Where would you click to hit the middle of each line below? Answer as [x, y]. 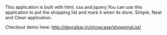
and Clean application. [29, 17]
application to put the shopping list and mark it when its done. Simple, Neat [83, 12]
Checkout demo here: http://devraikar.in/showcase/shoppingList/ [73, 27]
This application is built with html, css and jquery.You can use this [74, 7]
